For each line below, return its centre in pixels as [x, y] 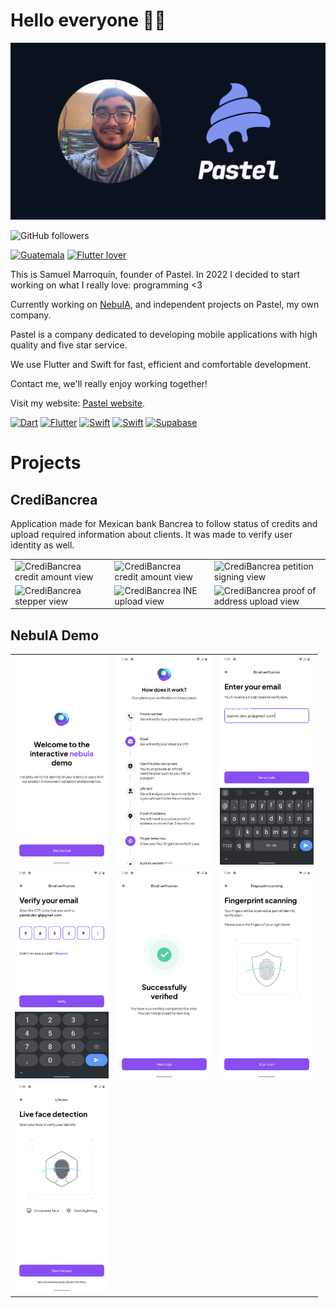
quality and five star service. [69, 345]
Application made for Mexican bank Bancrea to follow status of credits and [164, 523]
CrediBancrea [54, 499]
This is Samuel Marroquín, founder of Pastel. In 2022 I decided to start [155, 274]
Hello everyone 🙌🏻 [88, 20]
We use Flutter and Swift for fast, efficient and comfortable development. [161, 364]
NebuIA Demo [55, 635]
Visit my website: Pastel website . [78, 403]
